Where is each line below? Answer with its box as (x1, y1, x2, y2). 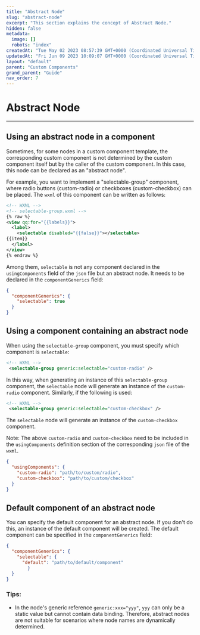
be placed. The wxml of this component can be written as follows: (6, 191, 165, 198)
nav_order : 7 (6, 75, 39, 81)
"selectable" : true (17, 299, 65, 305)
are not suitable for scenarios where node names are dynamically (14, 617, 176, 624)
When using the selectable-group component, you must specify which (6, 342, 180, 349)
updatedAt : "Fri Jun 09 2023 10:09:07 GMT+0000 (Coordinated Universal (6, 53, 187, 59)
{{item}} (6, 236, 28, 242)
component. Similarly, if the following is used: (20, 389, 133, 396)
